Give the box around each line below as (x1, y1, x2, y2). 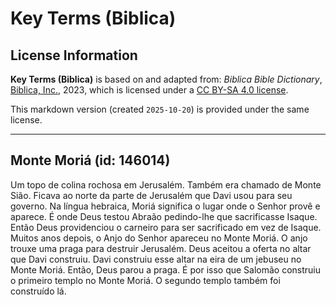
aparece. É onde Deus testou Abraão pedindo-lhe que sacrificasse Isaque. (10, 210, 318, 222)
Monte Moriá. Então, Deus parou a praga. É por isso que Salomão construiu (10, 263, 322, 276)
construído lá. (10, 285, 67, 297)
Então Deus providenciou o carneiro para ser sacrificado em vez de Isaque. (10, 221, 322, 233)
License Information (10, 47, 138, 64)
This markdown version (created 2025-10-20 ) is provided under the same (10, 103, 310, 115)
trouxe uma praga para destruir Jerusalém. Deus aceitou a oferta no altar (10, 242, 312, 254)
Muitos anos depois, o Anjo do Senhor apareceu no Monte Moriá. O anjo (10, 232, 308, 244)
